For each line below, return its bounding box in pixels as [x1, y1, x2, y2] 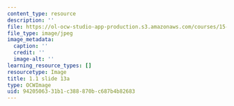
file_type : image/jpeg [7, 29, 73, 37]
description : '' [7, 17, 54, 24]
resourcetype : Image [7, 68, 68, 75]
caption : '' [13, 43, 49, 50]
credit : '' [13, 50, 45, 56]
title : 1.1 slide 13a [7, 75, 70, 82]
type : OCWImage [7, 82, 52, 89]
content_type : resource [7, 10, 77, 17]
